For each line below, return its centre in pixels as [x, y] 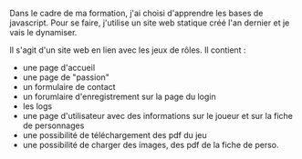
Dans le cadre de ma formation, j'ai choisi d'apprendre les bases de [136, 13]
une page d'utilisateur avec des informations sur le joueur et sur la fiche [158, 116]
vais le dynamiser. [43, 32]
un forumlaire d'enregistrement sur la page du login [119, 96]
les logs [37, 106]
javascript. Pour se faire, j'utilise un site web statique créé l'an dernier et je [150, 23]
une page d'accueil [59, 68]
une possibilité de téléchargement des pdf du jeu [115, 135]
